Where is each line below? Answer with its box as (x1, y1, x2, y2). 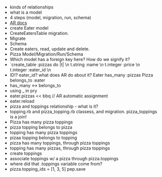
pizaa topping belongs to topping (9, 135, 77, 141)
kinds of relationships (9, 4, 54, 10)
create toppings (9, 150, 42, 156)
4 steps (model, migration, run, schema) (9, 15, 92, 20)
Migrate (9, 35, 26, 41)
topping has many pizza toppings (9, 130, 78, 135)
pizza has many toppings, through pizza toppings (9, 140, 110, 146)
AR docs (9, 20, 27, 26)
